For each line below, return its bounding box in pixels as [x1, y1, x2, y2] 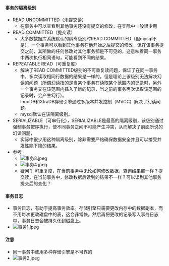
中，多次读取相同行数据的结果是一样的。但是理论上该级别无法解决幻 [20, 74, 162, 80]
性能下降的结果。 [24, 143, 61, 149]
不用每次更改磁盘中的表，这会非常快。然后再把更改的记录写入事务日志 [12, 212, 159, 218]
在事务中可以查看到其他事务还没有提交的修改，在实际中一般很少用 [20, 23, 157, 29]
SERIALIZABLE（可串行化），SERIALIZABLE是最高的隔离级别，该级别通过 [12, 117, 164, 123]
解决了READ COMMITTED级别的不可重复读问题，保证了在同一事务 [20, 67, 158, 73]
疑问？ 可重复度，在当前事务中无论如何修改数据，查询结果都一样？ [20, 168, 159, 174]
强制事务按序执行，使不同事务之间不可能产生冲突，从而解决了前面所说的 [12, 124, 163, 130]
